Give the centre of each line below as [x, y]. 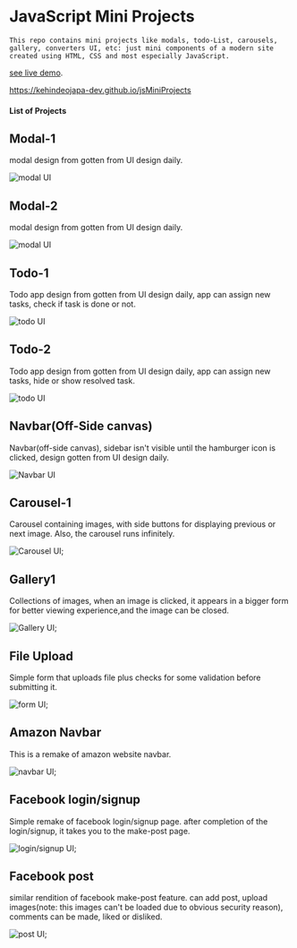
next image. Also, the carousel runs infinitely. [92, 534]
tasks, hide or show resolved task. [72, 380]
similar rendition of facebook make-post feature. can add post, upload [139, 898]
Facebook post [51, 877]
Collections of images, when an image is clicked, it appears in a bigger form [149, 601]
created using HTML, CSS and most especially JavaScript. [119, 56]
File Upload [42, 656]
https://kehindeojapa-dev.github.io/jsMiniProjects [100, 90]
